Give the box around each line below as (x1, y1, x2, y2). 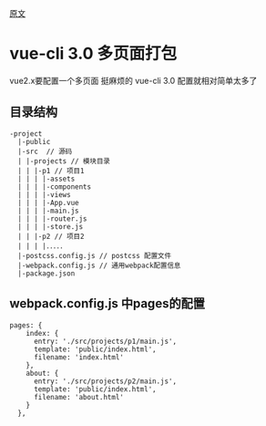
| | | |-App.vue (17, 198, 79, 207)
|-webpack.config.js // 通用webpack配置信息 (17, 261, 181, 270)
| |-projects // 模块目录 (17, 156, 111, 166)
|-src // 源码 (17, 147, 73, 156)
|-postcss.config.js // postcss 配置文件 (17, 251, 171, 260)
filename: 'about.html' (33, 392, 125, 401)
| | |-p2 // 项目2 (17, 232, 85, 241)
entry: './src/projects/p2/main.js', (33, 377, 178, 386)
